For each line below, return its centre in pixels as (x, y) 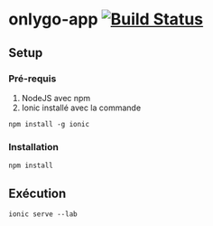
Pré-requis (32, 79)
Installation (34, 146)
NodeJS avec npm (56, 98)
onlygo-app (53, 19)
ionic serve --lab (43, 214)
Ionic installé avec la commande (81, 108)
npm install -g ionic (49, 124)
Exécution (37, 193)
